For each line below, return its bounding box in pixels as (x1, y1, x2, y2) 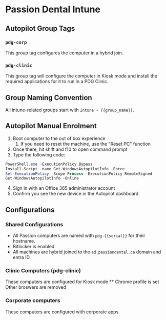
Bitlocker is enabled (12, 243, 55, 249)
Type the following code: (12, 151, 66, 157)
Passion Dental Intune (5, 4, 101, 15)
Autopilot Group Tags (5, 24, 75, 33)
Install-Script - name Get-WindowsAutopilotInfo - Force (5, 166, 125, 171)
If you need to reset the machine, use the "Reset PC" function (20, 141, 151, 147)
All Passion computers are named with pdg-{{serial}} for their (12, 232, 146, 238)
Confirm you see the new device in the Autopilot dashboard (12, 191, 139, 197)
